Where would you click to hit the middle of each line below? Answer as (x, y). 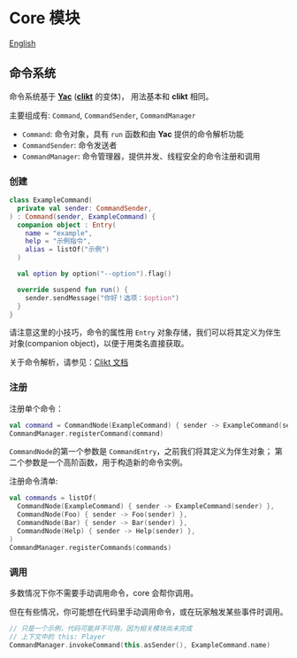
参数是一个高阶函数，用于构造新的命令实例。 (106, 462)
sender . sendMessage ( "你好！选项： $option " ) (102, 298)
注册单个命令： (36, 408)
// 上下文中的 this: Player (57, 637)
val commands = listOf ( (53, 498)
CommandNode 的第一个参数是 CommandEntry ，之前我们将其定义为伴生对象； (141, 452)
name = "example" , (59, 233)
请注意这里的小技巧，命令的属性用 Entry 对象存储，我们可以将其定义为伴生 (145, 332)
